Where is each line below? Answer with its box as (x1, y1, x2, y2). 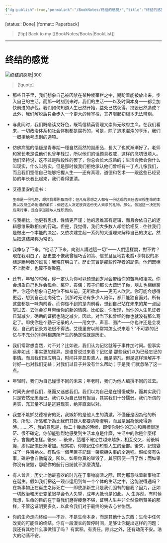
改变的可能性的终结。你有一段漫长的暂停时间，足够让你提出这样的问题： (12, 520, 161, 526)
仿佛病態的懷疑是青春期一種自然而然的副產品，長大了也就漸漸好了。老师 (12, 144, 161, 150)
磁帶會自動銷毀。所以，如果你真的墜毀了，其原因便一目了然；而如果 (21, 455, 161, 461)
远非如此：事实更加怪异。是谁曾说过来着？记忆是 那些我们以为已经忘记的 (12, 349, 162, 355)
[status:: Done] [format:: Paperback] (5, 21, 80, 27)
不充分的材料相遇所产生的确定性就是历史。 (21, 332, 108, 338)
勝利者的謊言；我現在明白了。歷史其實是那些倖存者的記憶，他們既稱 (21, 259, 161, 265)
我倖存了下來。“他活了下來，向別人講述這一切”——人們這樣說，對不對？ (12, 246, 161, 252)
